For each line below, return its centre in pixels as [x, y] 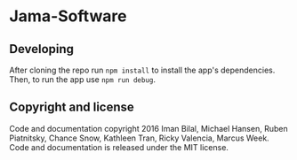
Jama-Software [68, 16]
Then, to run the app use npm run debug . [83, 80]
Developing [41, 49]
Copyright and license [72, 107]
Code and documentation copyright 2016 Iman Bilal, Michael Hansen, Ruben [148, 128]
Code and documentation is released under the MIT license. [119, 147]
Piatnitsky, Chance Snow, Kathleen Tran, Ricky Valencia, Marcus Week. [139, 138]
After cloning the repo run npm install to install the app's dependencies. [142, 70]
